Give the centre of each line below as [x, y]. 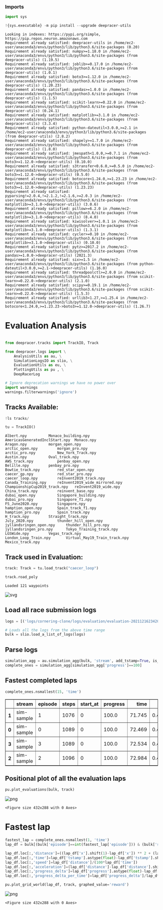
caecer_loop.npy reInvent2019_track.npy [55, 479]
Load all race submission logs [51, 610]
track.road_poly [21, 577]
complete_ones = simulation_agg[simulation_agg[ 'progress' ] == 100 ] [73, 665]
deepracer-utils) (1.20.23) [33, 86]
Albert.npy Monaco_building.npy [48, 436]
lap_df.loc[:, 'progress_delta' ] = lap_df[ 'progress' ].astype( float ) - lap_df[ [82, 871]
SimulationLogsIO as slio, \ [43, 361]
